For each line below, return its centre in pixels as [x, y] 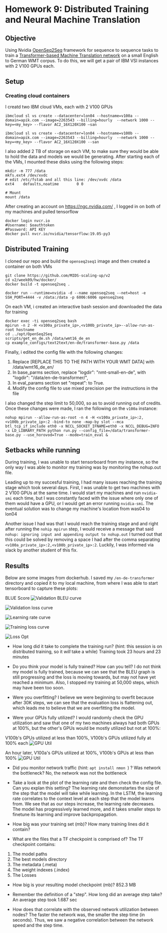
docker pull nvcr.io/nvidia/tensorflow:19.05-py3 [58, 234]
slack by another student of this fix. [42, 550]
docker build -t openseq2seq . [38, 284]
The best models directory [40, 859]
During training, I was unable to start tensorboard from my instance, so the [82, 462]
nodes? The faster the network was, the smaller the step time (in [79, 915]
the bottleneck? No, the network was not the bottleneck [70, 773]
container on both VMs [29, 266]
